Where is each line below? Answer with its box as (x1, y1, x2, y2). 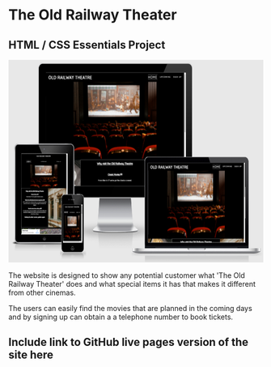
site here (8, 348, 54, 362)
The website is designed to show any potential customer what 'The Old (8, 271, 245, 280)
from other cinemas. (8, 288, 76, 297)
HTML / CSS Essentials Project (8, 38, 166, 52)
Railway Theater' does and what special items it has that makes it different (8, 280, 256, 288)
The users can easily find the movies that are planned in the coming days (8, 304, 252, 313)
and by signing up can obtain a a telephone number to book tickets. (8, 312, 233, 322)
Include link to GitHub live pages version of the (8, 335, 249, 349)
